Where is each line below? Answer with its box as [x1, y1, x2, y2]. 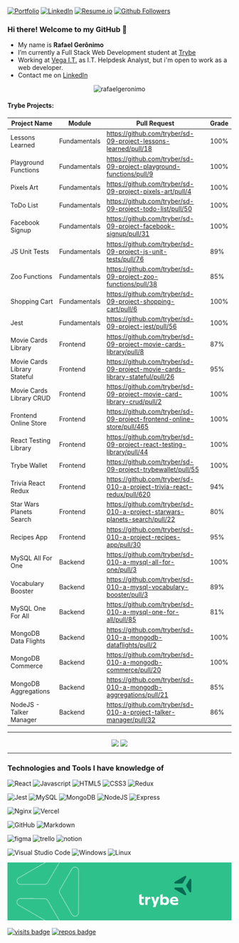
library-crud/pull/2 [106, 398, 162, 406]
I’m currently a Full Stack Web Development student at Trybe [17, 48, 196, 57]
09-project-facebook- [106, 222, 176, 231]
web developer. [17, 63, 63, 72]
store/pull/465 [106, 423, 149, 431]
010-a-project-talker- [106, 708, 176, 716]
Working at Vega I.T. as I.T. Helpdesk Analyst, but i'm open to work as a [17, 56, 228, 64]
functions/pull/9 [106, 170, 154, 178]
